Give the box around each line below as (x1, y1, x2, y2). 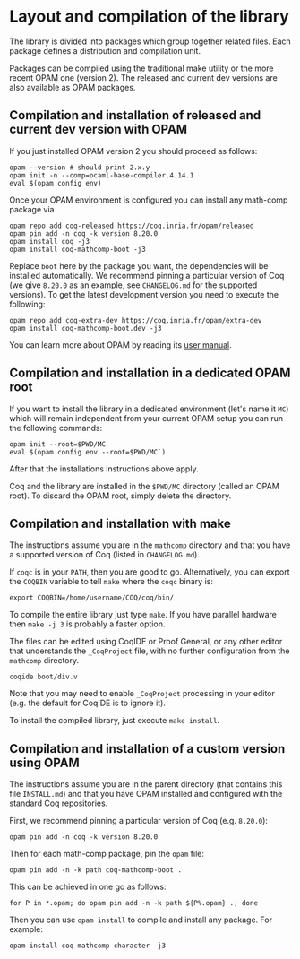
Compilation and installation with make (9, 515, 231, 531)
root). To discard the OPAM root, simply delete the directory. (9, 490, 232, 501)
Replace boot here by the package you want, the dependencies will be (9, 260, 269, 271)
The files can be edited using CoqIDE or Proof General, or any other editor (9, 636, 283, 647)
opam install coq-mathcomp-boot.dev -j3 (9, 324, 163, 333)
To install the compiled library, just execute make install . (9, 715, 220, 726)
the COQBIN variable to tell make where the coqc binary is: (9, 576, 213, 587)
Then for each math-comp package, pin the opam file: (9, 849, 204, 860)
